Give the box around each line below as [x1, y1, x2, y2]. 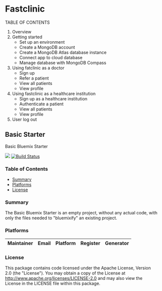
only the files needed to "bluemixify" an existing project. [5, 215, 117, 221]
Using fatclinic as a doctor [12, 65, 65, 71]
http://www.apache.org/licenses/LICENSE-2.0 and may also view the [5, 275, 143, 281]
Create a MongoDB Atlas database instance [19, 49, 107, 55]
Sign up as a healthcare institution [19, 96, 88, 101]
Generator [105, 240, 130, 246]
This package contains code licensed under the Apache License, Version [5, 265, 151, 271]
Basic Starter [5, 130, 46, 139]
